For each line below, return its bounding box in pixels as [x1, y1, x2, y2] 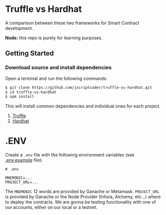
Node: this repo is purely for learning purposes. [5, 35, 103, 41]
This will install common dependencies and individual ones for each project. [5, 103, 161, 109]
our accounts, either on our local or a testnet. [5, 205, 98, 211]
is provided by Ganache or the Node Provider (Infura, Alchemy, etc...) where [5, 194, 161, 200]
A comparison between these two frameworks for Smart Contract [5, 20, 139, 26]
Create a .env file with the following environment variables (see [5, 152, 135, 158]
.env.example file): [5, 157, 43, 163]
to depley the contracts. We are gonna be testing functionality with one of [5, 199, 156, 205]
